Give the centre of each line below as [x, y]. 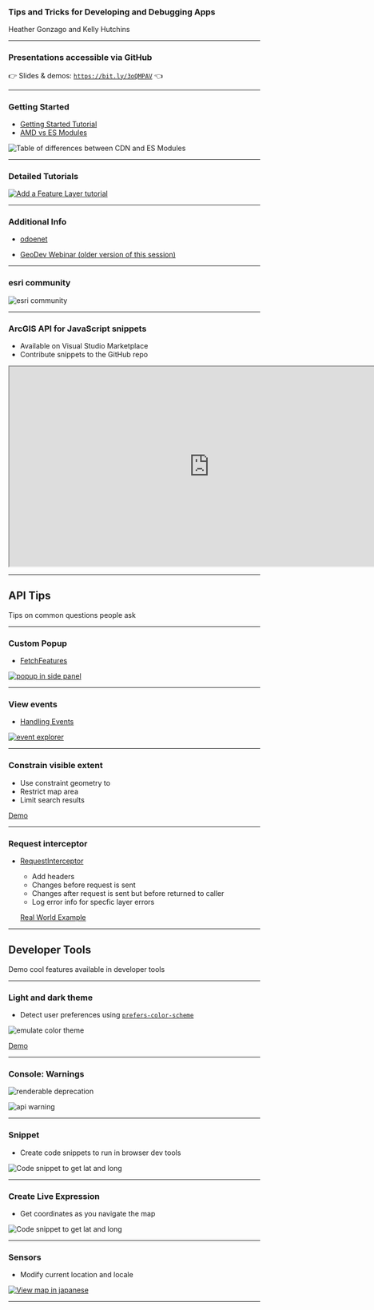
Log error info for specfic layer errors [93, 902]
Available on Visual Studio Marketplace [84, 346]
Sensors [25, 1257]
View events [33, 704]
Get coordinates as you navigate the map [88, 1214]
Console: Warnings [46, 1074]
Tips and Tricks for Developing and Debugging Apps [112, 12]
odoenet [34, 239]
